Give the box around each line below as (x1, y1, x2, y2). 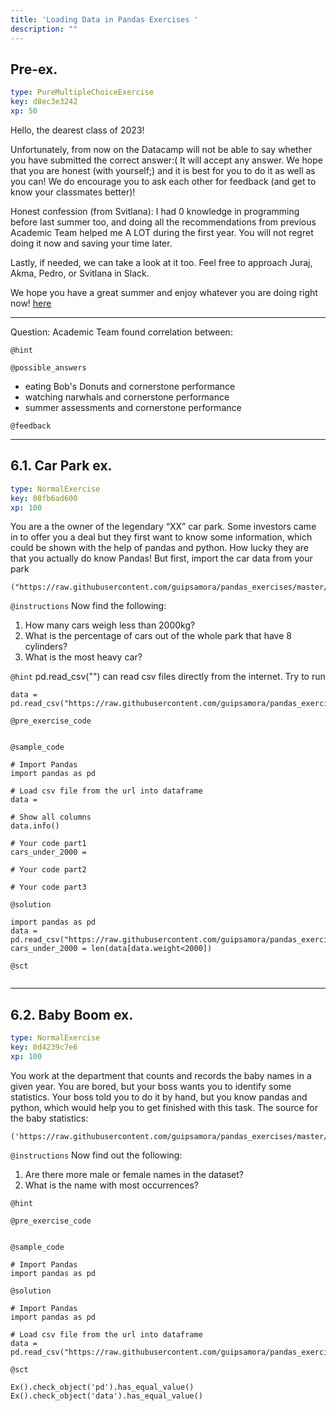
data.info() (10, 821, 60, 831)
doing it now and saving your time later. (10, 237, 173, 249)
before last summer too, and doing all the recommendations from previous (10, 216, 317, 228)
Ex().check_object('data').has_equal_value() (10, 1391, 203, 1401)
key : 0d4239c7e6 (10, 1042, 78, 1053)
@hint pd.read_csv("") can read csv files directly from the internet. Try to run (10, 671, 326, 683)
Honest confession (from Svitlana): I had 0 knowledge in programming (10, 205, 300, 217)
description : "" (10, 24, 78, 34)
